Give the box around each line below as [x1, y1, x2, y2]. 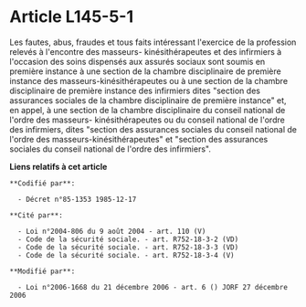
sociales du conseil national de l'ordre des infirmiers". [9, 143, 212, 154]
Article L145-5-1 [9, 6, 134, 27]
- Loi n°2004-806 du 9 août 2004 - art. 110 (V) [17, 227, 206, 236]
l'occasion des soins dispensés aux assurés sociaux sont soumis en [9, 56, 266, 67]
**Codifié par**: [9, 178, 76, 188]
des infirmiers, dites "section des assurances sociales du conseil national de [9, 123, 297, 134]
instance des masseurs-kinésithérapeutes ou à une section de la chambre [9, 75, 289, 86]
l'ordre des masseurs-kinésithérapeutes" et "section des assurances [9, 133, 269, 144]
